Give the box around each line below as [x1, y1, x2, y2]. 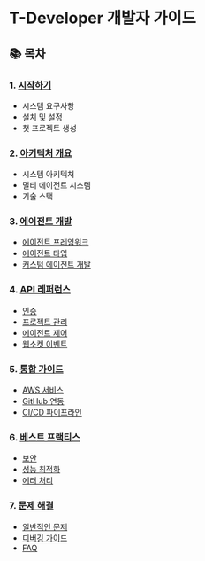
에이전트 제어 [21, 327, 68, 338]
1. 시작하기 [9, 79, 52, 91]
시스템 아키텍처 [21, 169, 75, 180]
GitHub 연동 [21, 396, 65, 407]
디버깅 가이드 [21, 533, 68, 543]
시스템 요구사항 [21, 100, 75, 111]
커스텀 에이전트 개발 [21, 259, 91, 270]
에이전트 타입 [21, 248, 68, 259]
